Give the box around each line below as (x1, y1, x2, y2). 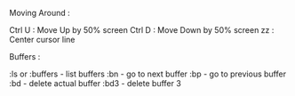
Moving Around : (9, 8, 71, 18)
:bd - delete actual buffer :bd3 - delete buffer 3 (9, 78, 182, 88)
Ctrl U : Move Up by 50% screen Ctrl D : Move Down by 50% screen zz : (9, 25, 275, 35)
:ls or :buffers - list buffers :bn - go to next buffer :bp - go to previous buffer (9, 68, 287, 79)
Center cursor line (9, 35, 76, 44)
